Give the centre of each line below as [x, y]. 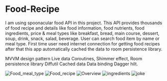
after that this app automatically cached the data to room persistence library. [84, 49]
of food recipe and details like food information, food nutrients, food [75, 28]
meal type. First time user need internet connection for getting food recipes [83, 43]
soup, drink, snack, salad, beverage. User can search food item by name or [82, 39]
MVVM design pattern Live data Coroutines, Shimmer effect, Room [74, 58]
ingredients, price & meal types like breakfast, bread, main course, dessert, [82, 33]
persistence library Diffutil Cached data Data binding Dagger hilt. [72, 64]
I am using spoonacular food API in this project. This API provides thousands [84, 23]
